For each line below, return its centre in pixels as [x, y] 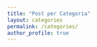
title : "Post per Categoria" [49, 13]
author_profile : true [38, 33]
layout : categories [35, 20]
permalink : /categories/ [43, 26]
